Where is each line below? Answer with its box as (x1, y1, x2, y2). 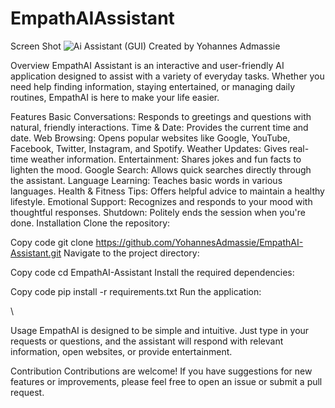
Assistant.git (10, 247, 62, 259)
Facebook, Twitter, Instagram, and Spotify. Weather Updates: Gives (10, 142, 288, 154)
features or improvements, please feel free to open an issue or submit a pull (10, 375, 323, 387)
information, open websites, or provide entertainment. (10, 345, 233, 357)
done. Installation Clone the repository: (10, 217, 171, 229)
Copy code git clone (10, 236, 94, 248)
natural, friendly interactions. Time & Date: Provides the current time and (10, 121, 309, 133)
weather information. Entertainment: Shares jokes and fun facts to (30, 153, 302, 165)
